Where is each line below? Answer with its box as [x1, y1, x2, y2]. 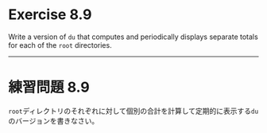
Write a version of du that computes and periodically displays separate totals [8, 32, 258, 41]
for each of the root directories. [8, 40, 113, 49]
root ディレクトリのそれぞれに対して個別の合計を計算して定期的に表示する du [8, 106, 259, 115]
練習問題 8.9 [8, 78, 90, 96]
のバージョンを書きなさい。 [8, 115, 99, 125]
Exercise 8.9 [8, 6, 92, 24]
